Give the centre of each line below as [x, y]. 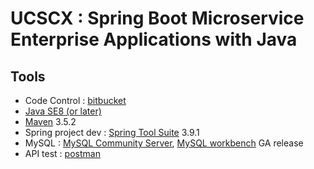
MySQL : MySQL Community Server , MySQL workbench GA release [164, 143]
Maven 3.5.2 [50, 121]
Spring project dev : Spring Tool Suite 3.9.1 [112, 132]
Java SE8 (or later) [63, 111]
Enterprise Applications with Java [154, 39]
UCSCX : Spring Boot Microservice [157, 18]
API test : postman [62, 153]
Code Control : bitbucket [75, 100]
